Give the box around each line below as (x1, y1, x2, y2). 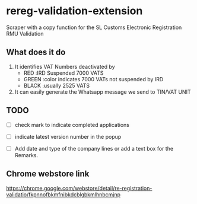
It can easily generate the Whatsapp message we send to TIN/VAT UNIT (14, 88, 191, 95)
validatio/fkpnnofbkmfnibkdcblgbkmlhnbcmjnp (6, 191, 120, 198)
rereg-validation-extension (6, 4, 143, 18)
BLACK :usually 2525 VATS (23, 82, 90, 89)
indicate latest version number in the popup (14, 133, 122, 140)
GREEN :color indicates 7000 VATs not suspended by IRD (23, 75, 164, 82)
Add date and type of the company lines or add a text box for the (14, 145, 174, 152)
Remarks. (14, 151, 39, 158)
